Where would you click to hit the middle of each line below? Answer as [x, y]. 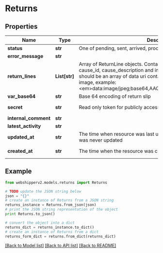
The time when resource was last [116, 134]
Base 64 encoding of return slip [115, 96]
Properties [21, 27]
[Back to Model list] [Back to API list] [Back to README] [61, 246]
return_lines [22, 76]
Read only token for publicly [111, 107]
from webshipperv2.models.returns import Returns [56, 182]
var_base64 [22, 96]
